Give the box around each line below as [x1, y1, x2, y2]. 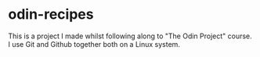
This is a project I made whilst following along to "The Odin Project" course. [8, 31, 252, 41]
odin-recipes [8, 5, 94, 23]
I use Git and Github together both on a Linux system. [8, 39, 180, 48]
